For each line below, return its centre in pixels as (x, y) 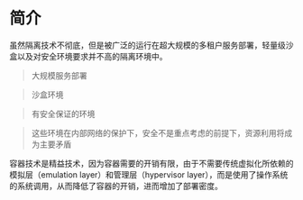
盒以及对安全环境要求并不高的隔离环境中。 (88, 56)
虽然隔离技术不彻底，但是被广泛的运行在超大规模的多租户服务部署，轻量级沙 (151, 45)
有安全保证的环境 (63, 114)
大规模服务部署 (59, 75)
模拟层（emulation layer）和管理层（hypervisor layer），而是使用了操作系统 (149, 174)
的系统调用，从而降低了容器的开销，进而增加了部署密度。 (116, 186)
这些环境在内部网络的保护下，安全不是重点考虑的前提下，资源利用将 (158, 132)
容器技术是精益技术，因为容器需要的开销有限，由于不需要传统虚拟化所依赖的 (151, 163)
